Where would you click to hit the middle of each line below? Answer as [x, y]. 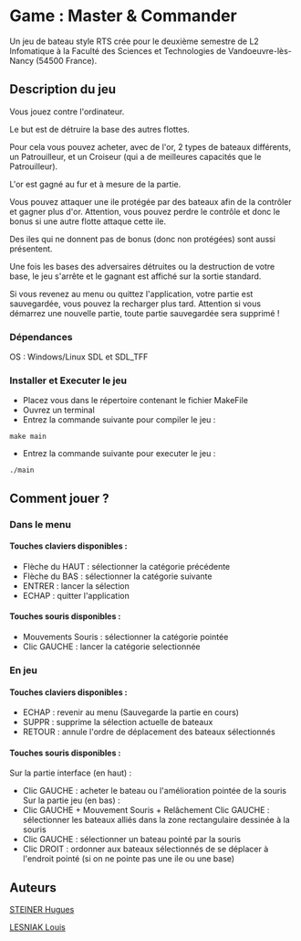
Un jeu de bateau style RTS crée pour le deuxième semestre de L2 [135, 41]
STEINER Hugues [42, 910]
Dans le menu [40, 524]
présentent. [31, 249]
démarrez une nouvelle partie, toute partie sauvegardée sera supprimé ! [145, 313]
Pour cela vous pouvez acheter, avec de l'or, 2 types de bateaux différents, [150, 146]
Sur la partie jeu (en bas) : [71, 800]
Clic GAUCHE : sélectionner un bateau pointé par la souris [132, 839]
